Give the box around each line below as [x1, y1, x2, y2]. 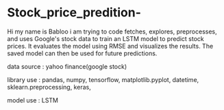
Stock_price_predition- [7, 5, 142, 20]
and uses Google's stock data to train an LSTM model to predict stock [7, 34, 204, 42]
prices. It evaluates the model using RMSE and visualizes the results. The [7, 42, 214, 50]
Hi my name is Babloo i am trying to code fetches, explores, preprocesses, [7, 27, 217, 36]
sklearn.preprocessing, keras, [7, 83, 91, 91]
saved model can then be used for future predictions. [7, 49, 158, 57]
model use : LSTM [7, 96, 58, 104]
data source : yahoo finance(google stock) [7, 62, 127, 70]
